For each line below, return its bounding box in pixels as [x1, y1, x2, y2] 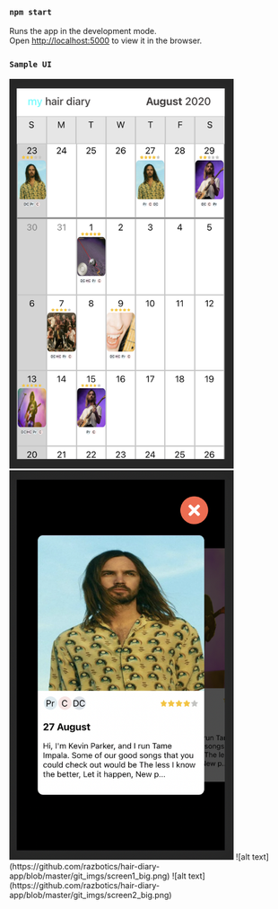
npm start [9, 6, 52, 17]
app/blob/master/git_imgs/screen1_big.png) [9, 870, 170, 881]
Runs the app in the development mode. [9, 26, 157, 37]
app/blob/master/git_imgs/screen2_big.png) [9, 890, 172, 901]
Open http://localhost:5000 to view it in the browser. [9, 35, 203, 46]
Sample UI [9, 59, 52, 70]
